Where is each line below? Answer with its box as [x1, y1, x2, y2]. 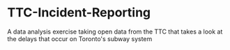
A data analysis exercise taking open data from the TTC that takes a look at [7, 27, 223, 36]
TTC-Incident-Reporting [7, 5, 151, 21]
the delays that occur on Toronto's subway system [7, 34, 153, 42]
